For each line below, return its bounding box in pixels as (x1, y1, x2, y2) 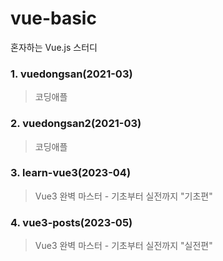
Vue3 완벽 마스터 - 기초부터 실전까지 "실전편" (34, 240, 213, 252)
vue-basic (10, 7, 97, 30)
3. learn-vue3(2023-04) (10, 166, 132, 180)
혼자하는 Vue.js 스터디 (10, 41, 98, 53)
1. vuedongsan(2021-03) (10, 67, 133, 81)
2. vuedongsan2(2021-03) (10, 117, 142, 131)
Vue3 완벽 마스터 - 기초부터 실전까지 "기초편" (34, 190, 213, 202)
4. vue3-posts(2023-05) (10, 215, 133, 229)
